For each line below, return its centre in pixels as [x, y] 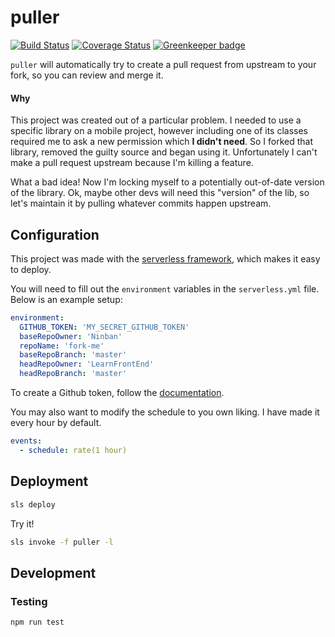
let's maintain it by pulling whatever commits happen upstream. [141, 203]
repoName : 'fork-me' [62, 346]
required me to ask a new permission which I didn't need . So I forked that [162, 142]
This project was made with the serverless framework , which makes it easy [165, 258]
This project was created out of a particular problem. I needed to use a [156, 120]
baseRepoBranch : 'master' [73, 355]
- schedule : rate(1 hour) [73, 450]
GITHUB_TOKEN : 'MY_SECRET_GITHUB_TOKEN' [104, 327]
